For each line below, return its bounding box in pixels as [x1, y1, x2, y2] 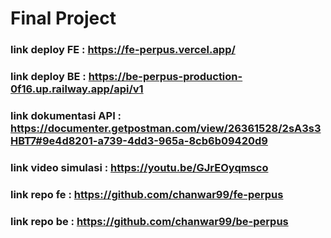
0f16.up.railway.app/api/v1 [10, 82, 144, 96]
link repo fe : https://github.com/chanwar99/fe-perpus [10, 187, 284, 201]
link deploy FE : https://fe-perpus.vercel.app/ [10, 43, 236, 57]
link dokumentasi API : [10, 108, 122, 122]
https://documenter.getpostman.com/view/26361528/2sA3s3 [10, 121, 322, 135]
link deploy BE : [10, 70, 87, 84]
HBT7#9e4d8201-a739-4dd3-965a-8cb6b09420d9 [10, 133, 268, 147]
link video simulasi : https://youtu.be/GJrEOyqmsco [10, 160, 269, 174]
